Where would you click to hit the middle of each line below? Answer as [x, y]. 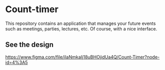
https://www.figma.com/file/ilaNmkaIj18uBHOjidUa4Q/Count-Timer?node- [82, 57]
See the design [29, 45]
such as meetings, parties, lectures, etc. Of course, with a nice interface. [81, 28]
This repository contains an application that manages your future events [80, 23]
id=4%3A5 [16, 62]
